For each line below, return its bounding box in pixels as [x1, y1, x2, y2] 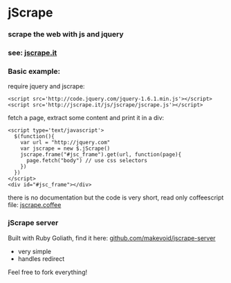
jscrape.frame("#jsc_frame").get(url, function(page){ [20, 151, 182, 158]
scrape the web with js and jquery [8, 30, 124, 39]
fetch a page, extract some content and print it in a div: [8, 114, 165, 122]
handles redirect [17, 254, 65, 263]
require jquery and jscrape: [8, 82, 85, 90]
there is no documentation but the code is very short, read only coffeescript [8, 193, 224, 202]
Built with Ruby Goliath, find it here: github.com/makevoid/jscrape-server [8, 233, 216, 242]
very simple [17, 247, 52, 255]
